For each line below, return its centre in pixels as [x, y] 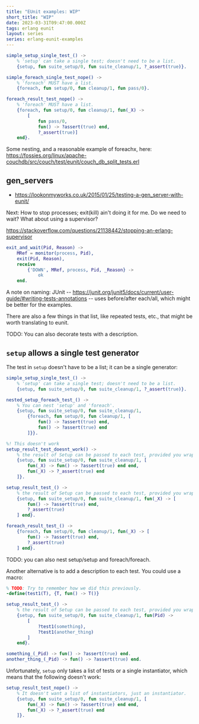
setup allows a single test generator [73, 353]
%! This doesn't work [33, 443]
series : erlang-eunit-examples [45, 39]
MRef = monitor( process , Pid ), [55, 253]
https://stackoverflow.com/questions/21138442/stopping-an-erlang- [90, 231]
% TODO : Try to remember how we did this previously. [74, 588]
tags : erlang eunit [30, 28]
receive [26, 264]
